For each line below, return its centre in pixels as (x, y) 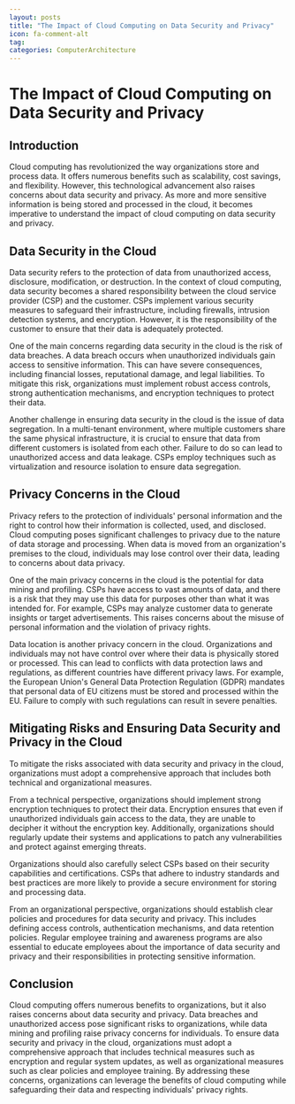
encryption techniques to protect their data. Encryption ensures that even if (146, 809)
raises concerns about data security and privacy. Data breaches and (134, 1015)
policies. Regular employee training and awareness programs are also (136, 937)
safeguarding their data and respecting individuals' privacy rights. (129, 1090)
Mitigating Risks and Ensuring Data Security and (145, 728)
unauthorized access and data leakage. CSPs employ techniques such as (143, 457)
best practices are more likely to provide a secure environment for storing (143, 883)
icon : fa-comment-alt (49, 34)
